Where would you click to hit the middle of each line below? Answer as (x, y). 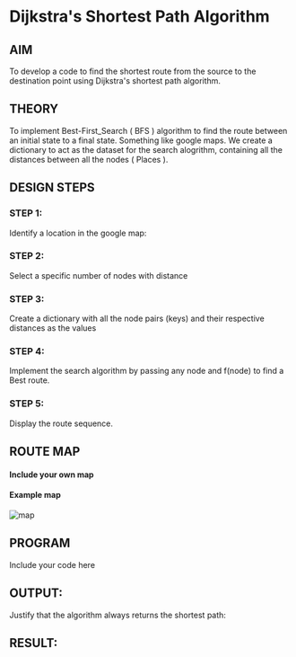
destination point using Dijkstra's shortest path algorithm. (115, 81)
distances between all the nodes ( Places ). (89, 159)
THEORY (34, 109)
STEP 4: (27, 351)
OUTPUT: (36, 594)
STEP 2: (27, 256)
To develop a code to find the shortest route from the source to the (133, 71)
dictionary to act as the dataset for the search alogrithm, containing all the (146, 149)
